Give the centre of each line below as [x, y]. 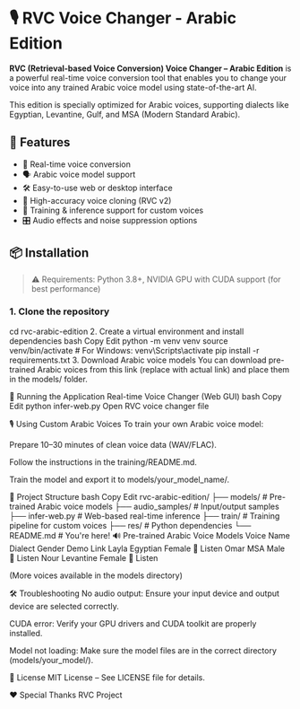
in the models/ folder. [48, 379]
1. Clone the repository [60, 311]
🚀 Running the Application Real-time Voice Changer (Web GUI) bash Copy [146, 396]
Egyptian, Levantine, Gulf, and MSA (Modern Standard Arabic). [125, 114]
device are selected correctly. [64, 606]
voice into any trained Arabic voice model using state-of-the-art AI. [133, 87]
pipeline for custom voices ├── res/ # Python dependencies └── [130, 525]
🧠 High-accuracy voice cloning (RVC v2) [97, 200]
